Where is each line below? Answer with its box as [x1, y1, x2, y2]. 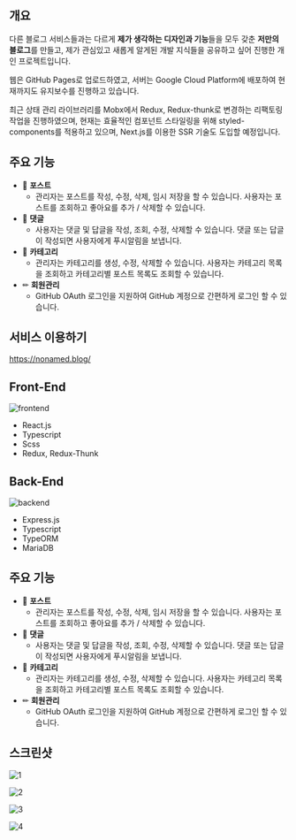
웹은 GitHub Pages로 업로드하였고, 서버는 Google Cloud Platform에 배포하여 [9, 74, 277, 85]
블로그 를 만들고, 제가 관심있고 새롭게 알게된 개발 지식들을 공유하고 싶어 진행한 [9, 44, 276, 55]
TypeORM [21, 533, 59, 544]
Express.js [21, 515, 60, 525]
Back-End [9, 474, 65, 489]
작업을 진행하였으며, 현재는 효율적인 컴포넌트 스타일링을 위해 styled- [9, 115, 246, 126]
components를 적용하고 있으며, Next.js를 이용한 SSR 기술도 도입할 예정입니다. [9, 126, 281, 137]
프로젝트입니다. [18, 56, 72, 66]
